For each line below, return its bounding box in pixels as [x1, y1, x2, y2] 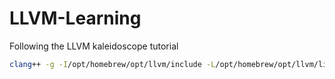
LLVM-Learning [9, 7, 142, 30]
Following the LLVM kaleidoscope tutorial [9, 40, 179, 52]
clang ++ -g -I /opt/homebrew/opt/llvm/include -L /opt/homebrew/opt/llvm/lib [9, 59, 332, 69]
